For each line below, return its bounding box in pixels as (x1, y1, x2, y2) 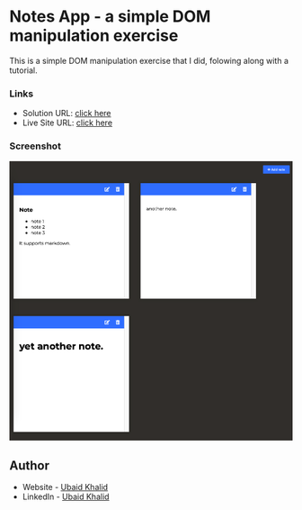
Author (9, 458, 49, 473)
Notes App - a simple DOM (9, 6, 211, 27)
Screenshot (9, 140, 61, 152)
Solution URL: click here (22, 108, 111, 119)
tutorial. (9, 65, 38, 76)
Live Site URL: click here (22, 117, 113, 128)
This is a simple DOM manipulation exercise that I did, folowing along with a (9, 55, 289, 66)
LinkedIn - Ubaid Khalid (22, 491, 110, 502)
